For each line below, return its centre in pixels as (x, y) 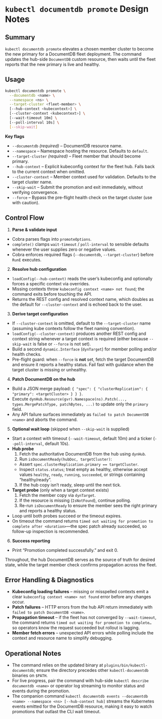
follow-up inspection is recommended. (51, 531)
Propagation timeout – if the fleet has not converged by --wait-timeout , (84, 617)
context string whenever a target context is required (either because (80, 338)
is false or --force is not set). (62, 344)
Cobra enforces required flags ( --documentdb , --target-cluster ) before (83, 254)
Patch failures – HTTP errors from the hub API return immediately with (82, 607)
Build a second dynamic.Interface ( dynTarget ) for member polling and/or (84, 349)
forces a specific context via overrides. (51, 283)
